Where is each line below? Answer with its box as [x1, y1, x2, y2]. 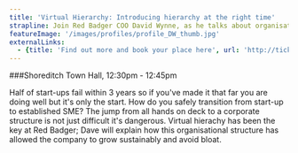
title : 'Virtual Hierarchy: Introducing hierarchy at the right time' [9, 12, 276, 22]
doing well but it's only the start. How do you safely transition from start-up [9, 96, 284, 107]
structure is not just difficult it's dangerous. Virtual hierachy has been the [9, 116, 276, 126]
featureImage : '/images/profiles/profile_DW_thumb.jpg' [9, 29, 220, 38]
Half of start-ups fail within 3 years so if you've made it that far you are [9, 88, 269, 98]
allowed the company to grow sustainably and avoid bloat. [9, 134, 222, 145]
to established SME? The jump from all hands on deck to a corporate [9, 106, 260, 117]
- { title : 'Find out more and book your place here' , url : [17, 46, 240, 55]
